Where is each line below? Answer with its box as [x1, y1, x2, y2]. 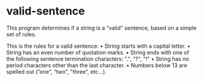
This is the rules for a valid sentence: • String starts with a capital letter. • [6, 42, 191, 50]
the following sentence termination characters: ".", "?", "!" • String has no [6, 55, 190, 62]
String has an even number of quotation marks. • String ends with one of [6, 48, 190, 56]
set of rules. [6, 30, 37, 37]
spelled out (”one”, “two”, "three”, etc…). [6, 68, 107, 75]
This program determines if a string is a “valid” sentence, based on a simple [6, 24, 197, 31]
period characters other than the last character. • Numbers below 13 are [6, 62, 188, 69]
